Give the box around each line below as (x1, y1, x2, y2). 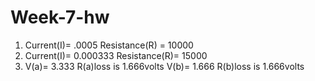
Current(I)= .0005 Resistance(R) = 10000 (24, 39, 194, 51)
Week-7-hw (10, 6, 110, 29)
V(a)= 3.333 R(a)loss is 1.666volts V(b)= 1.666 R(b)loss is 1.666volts (24, 60, 305, 72)
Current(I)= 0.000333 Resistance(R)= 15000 (24, 49, 208, 61)
